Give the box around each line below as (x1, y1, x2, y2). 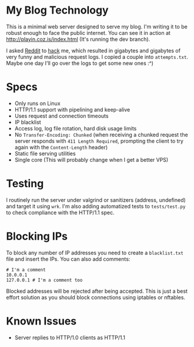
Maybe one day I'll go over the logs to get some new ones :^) (6, 60, 154, 67)
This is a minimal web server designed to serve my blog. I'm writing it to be (6, 23, 188, 30)
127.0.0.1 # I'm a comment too (6, 277, 83, 283)
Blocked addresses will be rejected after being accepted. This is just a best (6, 287, 188, 294)
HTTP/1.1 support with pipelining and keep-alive (14, 106, 131, 113)
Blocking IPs (6, 230, 68, 243)
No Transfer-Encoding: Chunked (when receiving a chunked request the (14, 131, 188, 138)
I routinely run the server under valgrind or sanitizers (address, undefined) (6, 196, 186, 204)
